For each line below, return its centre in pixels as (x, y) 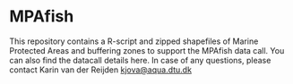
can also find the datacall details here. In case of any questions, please (140, 60)
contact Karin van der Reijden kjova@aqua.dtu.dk (101, 70)
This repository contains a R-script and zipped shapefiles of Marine (134, 41)
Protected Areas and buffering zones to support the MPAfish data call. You (147, 50)
